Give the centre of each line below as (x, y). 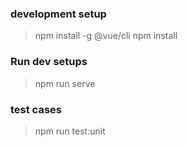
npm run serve (65, 83)
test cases (36, 109)
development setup (58, 14)
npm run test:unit (70, 131)
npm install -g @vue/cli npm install (106, 36)
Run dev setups (49, 62)
